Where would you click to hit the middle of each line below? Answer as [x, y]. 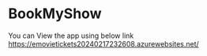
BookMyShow [55, 14]
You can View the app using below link [71, 35]
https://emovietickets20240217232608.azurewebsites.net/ [103, 43]
